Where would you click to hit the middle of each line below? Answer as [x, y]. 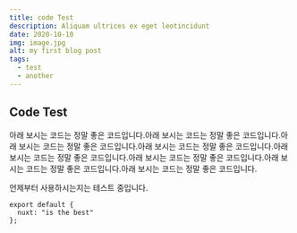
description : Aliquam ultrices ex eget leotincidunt [110, 26]
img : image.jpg [38, 43]
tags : [19, 59]
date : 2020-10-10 [42, 34]
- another [35, 76]
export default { [42, 204]
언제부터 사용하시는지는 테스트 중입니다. [79, 187]
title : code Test [42, 17]
